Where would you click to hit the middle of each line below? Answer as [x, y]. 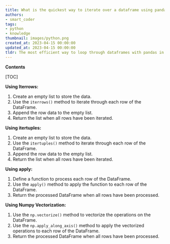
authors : [14, 15]
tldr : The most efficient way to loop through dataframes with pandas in [85, 52]
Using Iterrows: [22, 86]
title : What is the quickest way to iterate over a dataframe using [79, 10]
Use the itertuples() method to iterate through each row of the [79, 143]
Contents [15, 67]
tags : [11, 24]
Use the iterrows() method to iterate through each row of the [77, 101]
